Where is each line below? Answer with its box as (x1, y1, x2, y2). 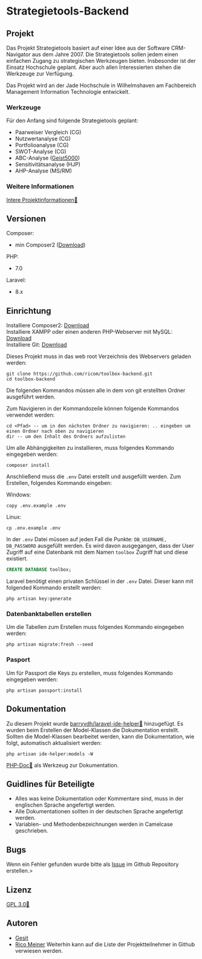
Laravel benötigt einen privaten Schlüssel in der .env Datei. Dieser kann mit (6, 577, 194, 585)
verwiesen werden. (15, 947, 64, 954)
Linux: (6, 513, 22, 521)
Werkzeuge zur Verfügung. (6, 70, 74, 77)
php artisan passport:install (6, 688, 83, 694)
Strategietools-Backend (6, 4, 129, 18)
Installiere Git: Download (6, 341, 68, 348)
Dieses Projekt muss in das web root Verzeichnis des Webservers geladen (6, 353, 192, 360)
